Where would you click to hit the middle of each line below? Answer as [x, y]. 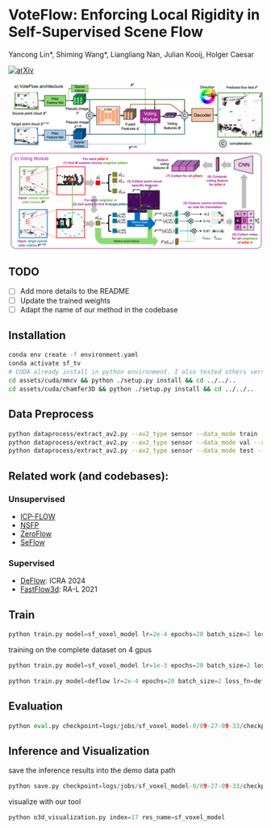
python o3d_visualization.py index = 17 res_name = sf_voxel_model [117, 818]
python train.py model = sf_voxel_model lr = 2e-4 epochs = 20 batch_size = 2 [129, 634]
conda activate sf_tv [45, 364]
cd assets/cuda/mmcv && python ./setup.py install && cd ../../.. [122, 381]
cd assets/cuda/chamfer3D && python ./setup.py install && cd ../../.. [131, 389]
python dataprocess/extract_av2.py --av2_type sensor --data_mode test [131, 451]
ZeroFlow [36, 534]
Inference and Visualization [79, 751]
